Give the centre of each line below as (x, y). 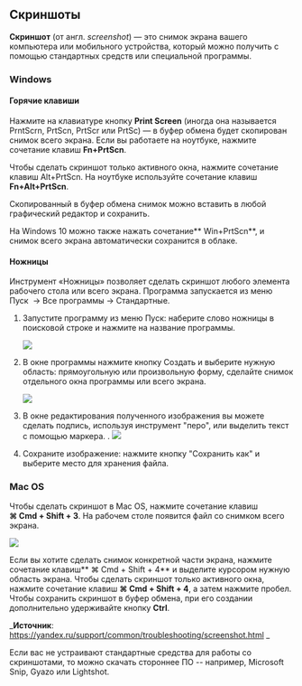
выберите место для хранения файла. (96, 464)
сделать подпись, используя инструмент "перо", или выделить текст (156, 426)
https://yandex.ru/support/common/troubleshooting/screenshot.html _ (140, 635)
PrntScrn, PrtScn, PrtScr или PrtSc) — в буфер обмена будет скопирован (148, 130)
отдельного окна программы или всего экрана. (114, 381)
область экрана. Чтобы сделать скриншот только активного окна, (137, 579)
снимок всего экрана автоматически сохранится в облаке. (124, 240)
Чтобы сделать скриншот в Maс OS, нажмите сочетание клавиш (134, 506)
